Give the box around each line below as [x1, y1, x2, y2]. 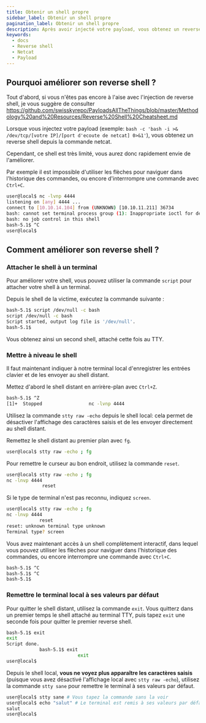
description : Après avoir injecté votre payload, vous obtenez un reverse [6, 26, 202, 33]
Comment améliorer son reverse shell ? [6, 244, 159, 255]
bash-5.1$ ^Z [6, 395, 40, 401]
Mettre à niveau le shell [6, 350, 77, 359]
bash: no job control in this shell [6, 216, 100, 222]
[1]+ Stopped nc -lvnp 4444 [6, 400, 124, 407]
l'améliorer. [6, 157, 35, 164]
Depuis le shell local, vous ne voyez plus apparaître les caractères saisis [6, 669, 193, 676]
